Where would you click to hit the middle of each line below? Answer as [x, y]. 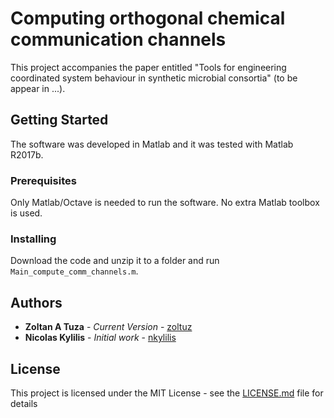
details [24, 403]
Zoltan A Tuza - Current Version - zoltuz [108, 327]
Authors [36, 302]
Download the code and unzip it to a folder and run [115, 261]
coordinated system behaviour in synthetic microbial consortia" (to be [154, 78]
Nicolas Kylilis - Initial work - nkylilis [100, 338]
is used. [26, 213]
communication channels [118, 39]
